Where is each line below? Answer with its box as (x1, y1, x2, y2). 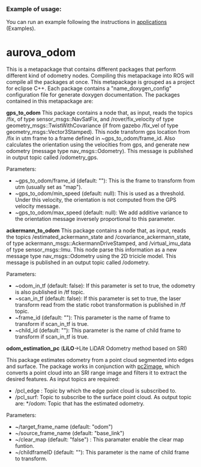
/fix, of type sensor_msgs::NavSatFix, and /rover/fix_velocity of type (6, 116, 174, 123)
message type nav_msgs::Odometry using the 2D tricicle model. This (6, 253, 176, 260)
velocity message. (14, 203, 61, 210)
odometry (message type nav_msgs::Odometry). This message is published (6, 148, 193, 155)
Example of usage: (6, 5, 62, 13)
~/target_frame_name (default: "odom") (14, 423, 113, 430)
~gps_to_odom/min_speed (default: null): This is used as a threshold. (14, 190, 185, 197)
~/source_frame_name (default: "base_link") (14, 430, 125, 437)
